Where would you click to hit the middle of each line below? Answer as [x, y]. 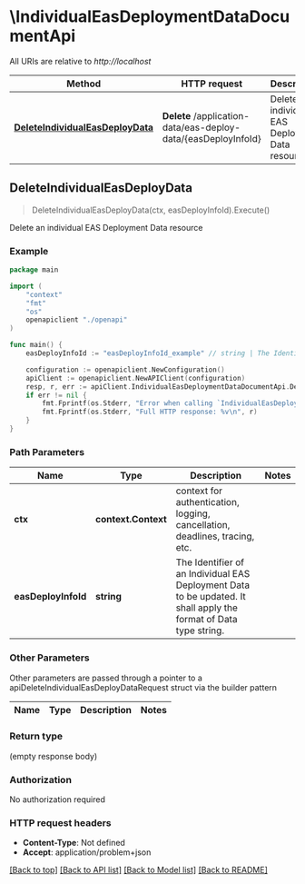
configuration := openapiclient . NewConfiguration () [125, 370]
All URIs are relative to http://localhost [80, 61]
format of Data [207, 620]
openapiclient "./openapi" [77, 320]
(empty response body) [54, 756]
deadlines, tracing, [215, 536]
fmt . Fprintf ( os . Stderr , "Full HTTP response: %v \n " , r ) [150, 412]
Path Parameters [47, 452]
